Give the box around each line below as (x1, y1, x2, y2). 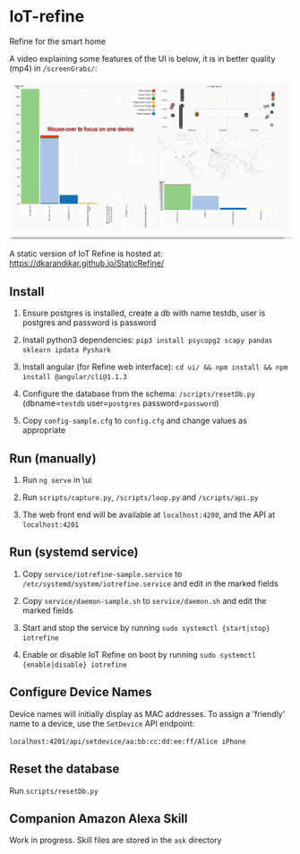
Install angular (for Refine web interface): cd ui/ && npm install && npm (21, 361, 288, 373)
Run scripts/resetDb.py (9, 785, 99, 796)
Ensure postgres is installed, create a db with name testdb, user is (21, 307, 266, 319)
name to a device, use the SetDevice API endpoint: (9, 718, 195, 729)
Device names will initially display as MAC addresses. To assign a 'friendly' (9, 708, 286, 719)
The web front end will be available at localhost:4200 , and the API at (21, 509, 276, 521)
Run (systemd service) (9, 545, 139, 560)
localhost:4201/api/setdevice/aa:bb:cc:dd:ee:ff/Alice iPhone (9, 737, 246, 746)
